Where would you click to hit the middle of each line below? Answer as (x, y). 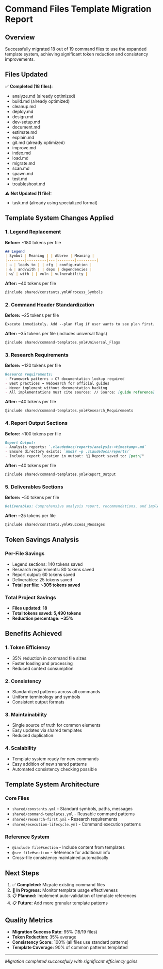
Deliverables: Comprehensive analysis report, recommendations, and (76, 506)
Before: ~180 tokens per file (33, 242)
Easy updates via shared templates (47, 730)
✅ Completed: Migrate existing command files (58, 885)
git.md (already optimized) (39, 143)
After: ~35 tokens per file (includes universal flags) (56, 333)
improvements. (20, 59)
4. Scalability (21, 748)
